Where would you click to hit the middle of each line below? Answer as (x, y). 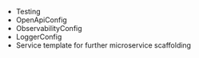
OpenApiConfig (42, 20)
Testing (28, 12)
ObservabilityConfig (49, 28)
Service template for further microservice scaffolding (103, 45)
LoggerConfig (39, 37)
